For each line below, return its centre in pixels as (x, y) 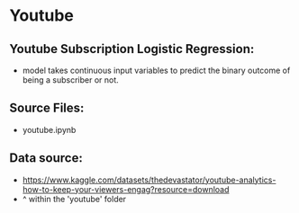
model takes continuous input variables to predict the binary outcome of (156, 70)
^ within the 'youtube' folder (74, 199)
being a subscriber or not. (70, 80)
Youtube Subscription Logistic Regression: (132, 49)
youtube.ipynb (49, 129)
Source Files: (47, 108)
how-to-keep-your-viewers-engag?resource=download (126, 189)
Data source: (46, 158)
